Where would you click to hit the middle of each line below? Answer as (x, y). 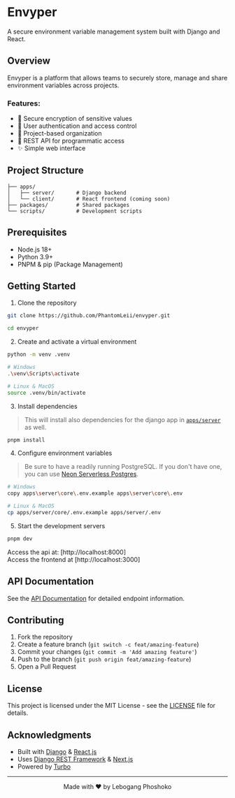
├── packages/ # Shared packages (69, 205)
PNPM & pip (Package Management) (70, 264)
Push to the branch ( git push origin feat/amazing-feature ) (104, 659)
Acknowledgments (50, 735)
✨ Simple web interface (51, 148)
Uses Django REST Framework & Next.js (75, 760)
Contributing (36, 620)
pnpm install (26, 440)
